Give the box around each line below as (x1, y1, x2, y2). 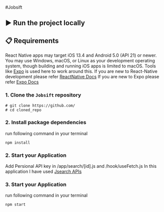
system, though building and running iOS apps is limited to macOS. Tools (5, 63, 156, 69)
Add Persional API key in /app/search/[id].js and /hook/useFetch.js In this (5, 163, 157, 169)
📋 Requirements (5, 36, 59, 45)
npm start (5, 202, 26, 207)
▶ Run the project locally (5, 19, 86, 27)
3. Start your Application (5, 181, 67, 188)
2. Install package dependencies (5, 119, 87, 126)
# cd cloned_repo (5, 108, 42, 113)
